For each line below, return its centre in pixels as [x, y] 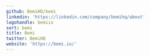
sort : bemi [19, 28]
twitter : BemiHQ [26, 38]
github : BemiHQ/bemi [31, 11]
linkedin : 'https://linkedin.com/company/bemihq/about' [76, 17]
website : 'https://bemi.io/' [42, 44]
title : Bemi [21, 33]
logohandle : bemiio [30, 22]
